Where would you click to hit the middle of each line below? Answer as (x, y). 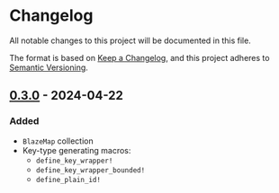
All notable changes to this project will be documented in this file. (130, 40)
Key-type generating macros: (76, 150)
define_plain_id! (68, 180)
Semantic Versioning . (49, 67)
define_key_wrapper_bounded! (90, 170)
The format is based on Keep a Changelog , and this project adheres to (139, 57)
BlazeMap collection (58, 141)
